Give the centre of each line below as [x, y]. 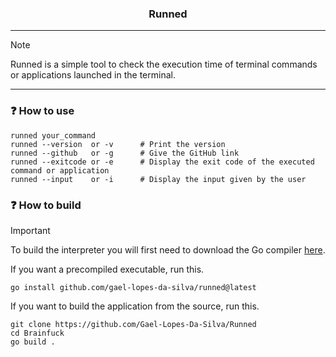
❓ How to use [42, 111]
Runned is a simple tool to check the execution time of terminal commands [164, 64]
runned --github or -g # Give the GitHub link [125, 153]
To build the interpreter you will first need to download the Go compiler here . [168, 249]
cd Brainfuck [37, 333]
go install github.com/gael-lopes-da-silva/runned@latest [133, 287]
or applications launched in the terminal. [93, 75]
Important [30, 230]
